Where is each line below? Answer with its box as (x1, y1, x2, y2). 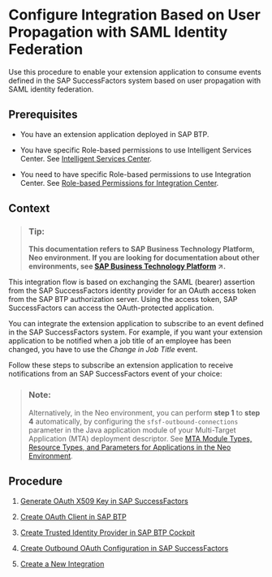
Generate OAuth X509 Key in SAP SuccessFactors (19, 496, 188, 506)
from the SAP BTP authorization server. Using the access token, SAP (8, 295, 238, 304)
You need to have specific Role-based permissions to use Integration (19, 169, 252, 179)
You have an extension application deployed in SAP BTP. (19, 129, 209, 139)
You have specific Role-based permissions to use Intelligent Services (19, 144, 252, 155)
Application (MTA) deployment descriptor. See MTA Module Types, (28, 433, 253, 443)
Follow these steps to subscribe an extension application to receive (8, 360, 234, 370)
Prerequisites (8, 108, 78, 122)
